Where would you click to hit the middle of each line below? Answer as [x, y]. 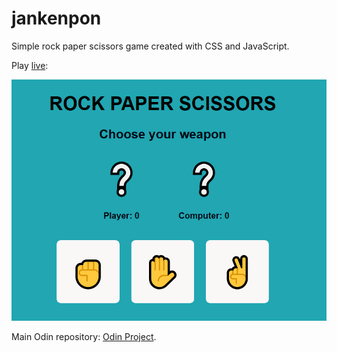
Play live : [30, 65]
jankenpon [56, 18]
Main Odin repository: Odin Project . [84, 336]
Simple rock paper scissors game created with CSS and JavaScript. [150, 46]
